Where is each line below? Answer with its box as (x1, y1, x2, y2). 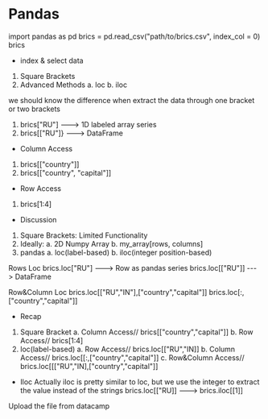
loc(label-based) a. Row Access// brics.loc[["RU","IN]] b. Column (19, 344, 236, 354)
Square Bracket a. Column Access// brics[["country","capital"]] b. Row (19, 327, 254, 337)
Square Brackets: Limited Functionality (19, 230, 148, 240)
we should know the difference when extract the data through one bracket (8, 95, 255, 105)
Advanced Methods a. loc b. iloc (19, 80, 127, 89)
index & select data (19, 56, 84, 65)
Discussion (19, 214, 57, 224)
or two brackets (8, 104, 60, 114)
